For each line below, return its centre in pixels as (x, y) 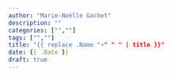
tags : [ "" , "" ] (32, 38)
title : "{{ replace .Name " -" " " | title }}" (86, 45)
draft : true (28, 60)
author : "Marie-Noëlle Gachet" (60, 15)
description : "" (35, 23)
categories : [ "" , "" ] (42, 30)
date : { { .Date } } (38, 52)
